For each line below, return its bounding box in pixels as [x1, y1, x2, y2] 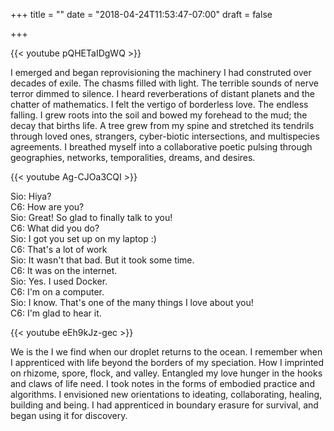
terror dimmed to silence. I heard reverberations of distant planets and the [10, 88, 315, 99]
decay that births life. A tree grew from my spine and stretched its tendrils [10, 120, 315, 131]
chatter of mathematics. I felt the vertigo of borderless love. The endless [10, 99, 309, 110]
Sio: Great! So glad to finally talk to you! [10, 212, 173, 223]
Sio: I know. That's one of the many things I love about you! [10, 297, 254, 308]
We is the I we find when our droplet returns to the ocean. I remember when [10, 346, 323, 358]
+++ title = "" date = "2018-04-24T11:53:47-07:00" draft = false [10, 9, 273, 20]
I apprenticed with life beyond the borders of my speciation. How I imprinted [10, 357, 325, 368]
